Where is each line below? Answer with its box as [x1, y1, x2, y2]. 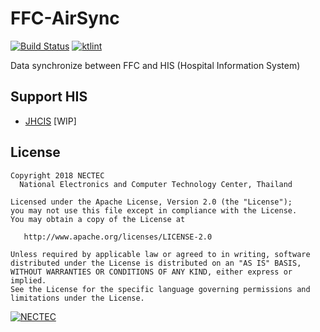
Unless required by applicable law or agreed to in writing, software [10, 249, 311, 259]
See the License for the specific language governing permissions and [10, 284, 311, 294]
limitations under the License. [10, 293, 145, 303]
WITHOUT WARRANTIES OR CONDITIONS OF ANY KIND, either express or [10, 267, 293, 277]
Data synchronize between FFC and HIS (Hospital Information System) [10, 59, 301, 71]
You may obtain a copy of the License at [10, 214, 186, 224]
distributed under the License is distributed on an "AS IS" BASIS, [10, 258, 302, 268]
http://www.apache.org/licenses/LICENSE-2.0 [23, 232, 213, 242]
